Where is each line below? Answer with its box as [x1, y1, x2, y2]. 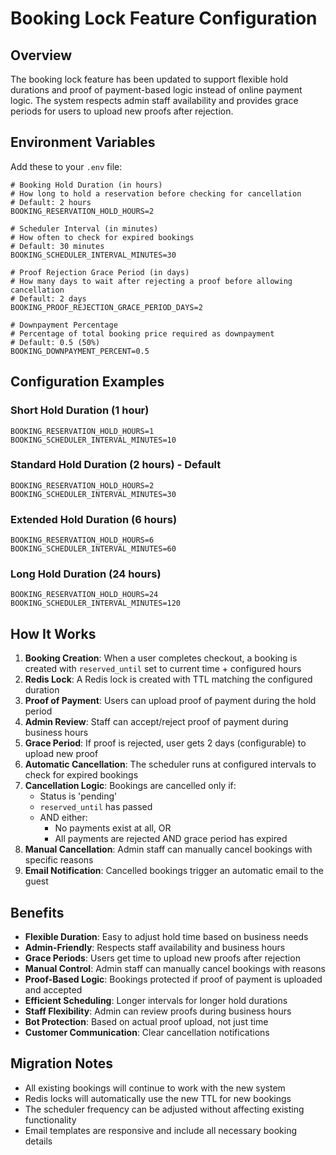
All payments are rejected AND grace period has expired [54, 833, 288, 845]
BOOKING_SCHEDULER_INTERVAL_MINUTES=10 [10, 435, 177, 445]
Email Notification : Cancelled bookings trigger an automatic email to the [24, 865, 324, 877]
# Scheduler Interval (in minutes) [10, 223, 159, 234]
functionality [24, 1113, 77, 1126]
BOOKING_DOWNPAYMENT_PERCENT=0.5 [10, 346, 150, 356]
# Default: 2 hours [10, 197, 92, 207]
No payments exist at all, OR [54, 822, 172, 834]
